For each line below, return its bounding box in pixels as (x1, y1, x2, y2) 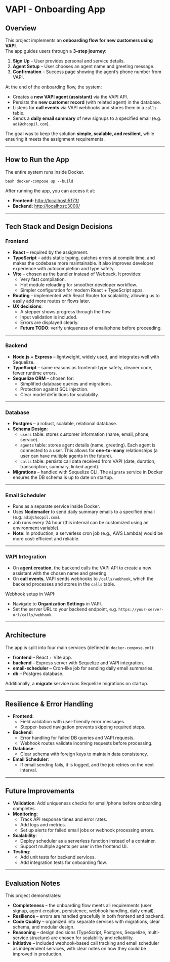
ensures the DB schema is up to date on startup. (12, 474, 114, 480)
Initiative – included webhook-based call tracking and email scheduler (12, 940, 159, 946)
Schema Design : (12, 426, 48, 432)
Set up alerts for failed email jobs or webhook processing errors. (20, 827, 155, 833)
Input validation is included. (20, 314, 77, 320)
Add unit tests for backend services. (20, 854, 96, 860)
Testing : (12, 849, 30, 855)
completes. (12, 806, 36, 812)
